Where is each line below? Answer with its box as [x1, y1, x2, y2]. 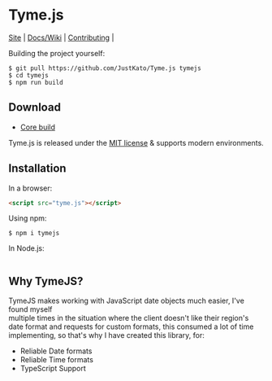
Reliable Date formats [19, 346, 93, 356]
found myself [8, 304, 53, 314]
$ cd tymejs [8, 71, 49, 79]
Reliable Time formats [19, 355, 93, 365]
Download [8, 100, 61, 115]
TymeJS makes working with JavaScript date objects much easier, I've [8, 296, 245, 306]
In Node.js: [8, 243, 45, 253]
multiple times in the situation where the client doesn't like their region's [8, 313, 249, 323]
